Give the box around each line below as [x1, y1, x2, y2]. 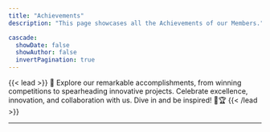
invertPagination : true [15, 56, 95, 64]
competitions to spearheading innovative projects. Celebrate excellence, [8, 86, 248, 96]
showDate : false [15, 41, 70, 49]
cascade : [8, 34, 38, 42]
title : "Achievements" [8, 11, 84, 20]
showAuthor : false [15, 49, 78, 57]
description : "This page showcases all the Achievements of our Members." [8, 19, 264, 27]
